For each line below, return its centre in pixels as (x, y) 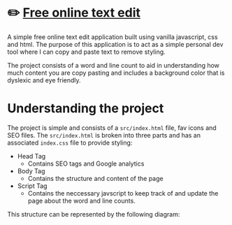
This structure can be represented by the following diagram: (94, 214)
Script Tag (32, 186)
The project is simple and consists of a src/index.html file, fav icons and (112, 128)
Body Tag (31, 170)
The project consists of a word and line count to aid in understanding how (114, 65)
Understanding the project (86, 109)
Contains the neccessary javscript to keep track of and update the (123, 193)
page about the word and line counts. (82, 201)
